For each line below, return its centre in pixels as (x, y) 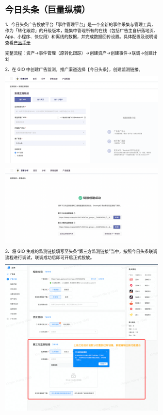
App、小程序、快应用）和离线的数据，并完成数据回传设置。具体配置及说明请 (81, 36)
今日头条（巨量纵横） (48, 10)
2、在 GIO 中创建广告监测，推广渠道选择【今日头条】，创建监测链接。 (74, 69)
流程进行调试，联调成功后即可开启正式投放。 (50, 257)
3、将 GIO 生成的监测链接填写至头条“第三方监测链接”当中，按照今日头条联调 (81, 251)
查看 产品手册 (18, 42)
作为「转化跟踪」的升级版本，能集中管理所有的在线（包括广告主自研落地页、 (81, 30)
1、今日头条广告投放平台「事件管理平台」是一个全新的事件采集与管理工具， (80, 24)
